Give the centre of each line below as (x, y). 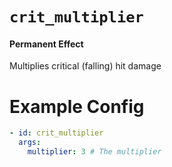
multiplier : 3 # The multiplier (94, 152)
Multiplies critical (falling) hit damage (85, 66)
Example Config (77, 106)
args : (30, 143)
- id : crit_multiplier (56, 133)
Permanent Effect (46, 44)
